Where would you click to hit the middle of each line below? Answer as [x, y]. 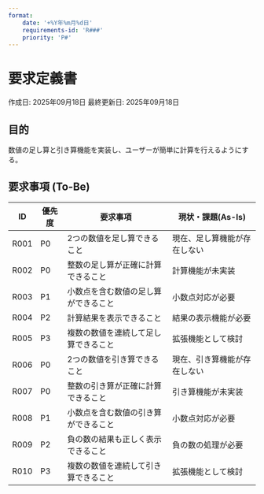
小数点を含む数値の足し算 [115, 291]
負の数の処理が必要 [207, 444]
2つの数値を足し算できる [113, 238]
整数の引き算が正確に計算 [115, 385]
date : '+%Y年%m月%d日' [57, 23]
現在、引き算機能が [207, 359]
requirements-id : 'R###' [63, 30]
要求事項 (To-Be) [49, 187]
